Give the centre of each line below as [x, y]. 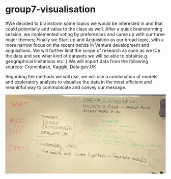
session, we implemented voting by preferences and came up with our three [85, 34]
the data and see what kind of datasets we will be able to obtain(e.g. [77, 56]
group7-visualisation [50, 9]
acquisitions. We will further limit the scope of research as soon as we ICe [83, 50]
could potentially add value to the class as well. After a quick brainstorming [84, 28]
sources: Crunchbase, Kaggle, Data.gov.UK [51, 67]
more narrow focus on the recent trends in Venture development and [77, 45]
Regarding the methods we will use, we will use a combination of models [81, 76]
